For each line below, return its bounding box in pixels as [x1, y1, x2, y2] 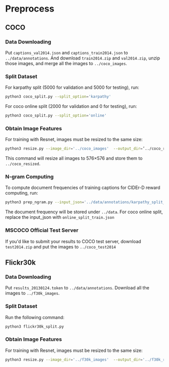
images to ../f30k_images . [5, 290, 60, 296]
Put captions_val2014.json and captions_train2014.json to [5, 49, 128, 55]
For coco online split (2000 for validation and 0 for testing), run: [5, 103, 137, 109]
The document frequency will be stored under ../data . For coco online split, [5, 209, 163, 215]
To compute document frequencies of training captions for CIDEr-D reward [5, 185, 160, 191]
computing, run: [5, 190, 39, 196]
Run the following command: [5, 314, 64, 320]
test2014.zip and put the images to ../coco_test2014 [5, 243, 116, 250]
